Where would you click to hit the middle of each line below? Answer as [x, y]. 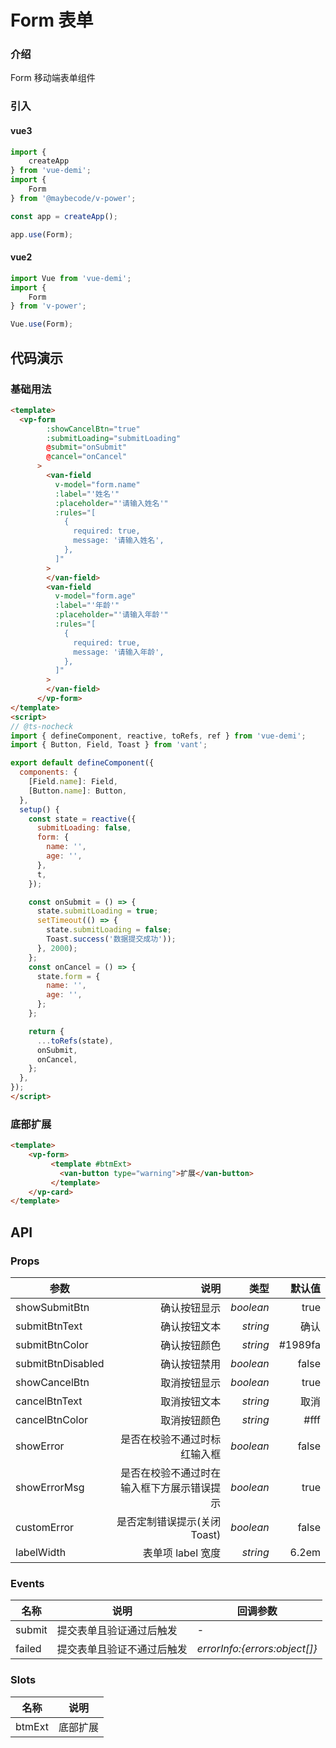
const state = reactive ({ [82, 819]
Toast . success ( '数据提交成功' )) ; [111, 939]
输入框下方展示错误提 [171, 1488]
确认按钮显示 [191, 1308]
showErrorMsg [50, 1487]
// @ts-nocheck [42, 726]
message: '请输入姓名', [119, 541]
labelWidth [41, 1552]
